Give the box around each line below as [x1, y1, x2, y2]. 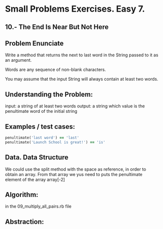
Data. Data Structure [5, 153, 69, 161]
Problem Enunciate [5, 39, 64, 47]
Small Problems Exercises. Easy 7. [5, 3, 145, 15]
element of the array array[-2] [5, 176, 65, 182]
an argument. [5, 57, 32, 63]
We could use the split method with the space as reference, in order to [5, 166, 146, 172]
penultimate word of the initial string [5, 108, 77, 114]
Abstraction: [5, 217, 44, 226]
